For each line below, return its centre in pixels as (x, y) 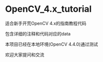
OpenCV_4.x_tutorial (49, 9)
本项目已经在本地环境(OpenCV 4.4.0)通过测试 (51, 44)
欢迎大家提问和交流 (25, 55)
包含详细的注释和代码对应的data (38, 33)
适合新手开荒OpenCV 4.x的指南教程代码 (46, 23)
